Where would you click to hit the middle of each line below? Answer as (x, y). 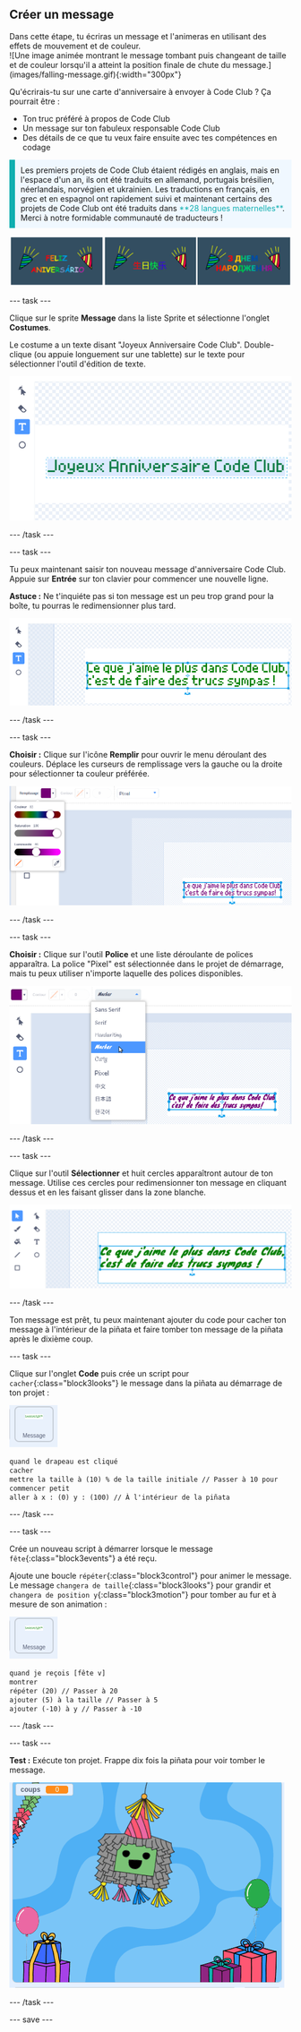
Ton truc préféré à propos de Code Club (96, 118)
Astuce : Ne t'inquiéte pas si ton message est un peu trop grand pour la (142, 596)
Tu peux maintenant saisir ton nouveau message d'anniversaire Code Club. (148, 569)
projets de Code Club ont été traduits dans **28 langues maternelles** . (153, 208)
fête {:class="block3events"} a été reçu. (83, 1558)
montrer (24, 1682)
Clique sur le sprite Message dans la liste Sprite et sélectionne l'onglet (140, 318)
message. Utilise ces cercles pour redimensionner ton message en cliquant (148, 1183)
